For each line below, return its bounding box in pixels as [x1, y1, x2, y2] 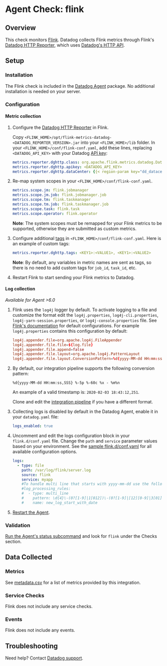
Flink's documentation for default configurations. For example [12, 322, 140, 329]
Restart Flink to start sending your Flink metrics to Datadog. [12, 274, 135, 280]
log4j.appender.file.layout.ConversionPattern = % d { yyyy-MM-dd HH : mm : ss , [12, 356, 165, 361]
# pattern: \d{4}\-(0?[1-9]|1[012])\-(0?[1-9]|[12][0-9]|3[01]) [21, 496, 165, 501]
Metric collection [5, 113, 41, 119]
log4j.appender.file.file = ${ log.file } [12, 342, 93, 347]
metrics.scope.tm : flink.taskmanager [12, 197, 91, 202]
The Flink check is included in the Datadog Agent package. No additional [5, 83, 155, 89]
